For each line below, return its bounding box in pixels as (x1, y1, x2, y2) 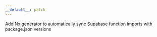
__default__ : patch (5, 7, 46, 12)
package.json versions (5, 26, 52, 32)
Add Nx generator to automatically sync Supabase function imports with (5, 21, 153, 27)
